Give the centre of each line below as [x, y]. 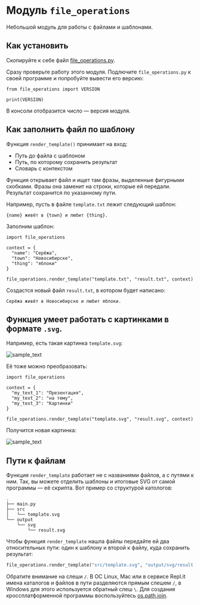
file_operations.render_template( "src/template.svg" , [75, 565]
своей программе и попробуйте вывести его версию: [75, 78]
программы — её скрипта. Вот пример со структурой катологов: [90, 488]
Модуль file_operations [68, 10]
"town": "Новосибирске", [42, 258]
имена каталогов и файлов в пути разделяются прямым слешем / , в [94, 583]
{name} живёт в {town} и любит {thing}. [57, 215]
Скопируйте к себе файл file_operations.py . [61, 60]
